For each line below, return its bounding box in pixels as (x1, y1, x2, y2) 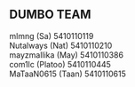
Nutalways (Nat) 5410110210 (9, 40, 113, 51)
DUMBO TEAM (9, 7, 91, 22)
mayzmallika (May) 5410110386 (9, 49, 124, 60)
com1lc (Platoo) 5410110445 (9, 59, 111, 69)
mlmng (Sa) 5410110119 (9, 30, 94, 41)
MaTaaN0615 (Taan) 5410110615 (9, 68, 126, 79)
